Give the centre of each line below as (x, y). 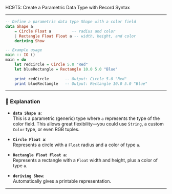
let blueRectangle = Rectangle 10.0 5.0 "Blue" (66, 69)
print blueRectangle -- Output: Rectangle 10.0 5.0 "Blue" (81, 84)
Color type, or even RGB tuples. (46, 129)
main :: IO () (20, 55)
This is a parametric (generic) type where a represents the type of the (86, 118)
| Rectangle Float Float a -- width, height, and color (76, 36)
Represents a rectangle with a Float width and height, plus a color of (85, 160)
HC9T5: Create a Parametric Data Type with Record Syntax (68, 7)
